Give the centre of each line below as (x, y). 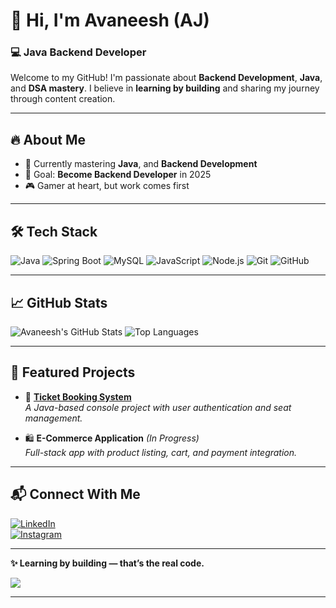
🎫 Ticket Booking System (78, 396)
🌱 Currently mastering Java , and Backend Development (141, 164)
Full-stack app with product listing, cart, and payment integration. (161, 452)
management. (53, 418)
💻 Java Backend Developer (78, 52)
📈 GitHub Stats (59, 302)
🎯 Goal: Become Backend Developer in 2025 (118, 175)
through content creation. (63, 99)
